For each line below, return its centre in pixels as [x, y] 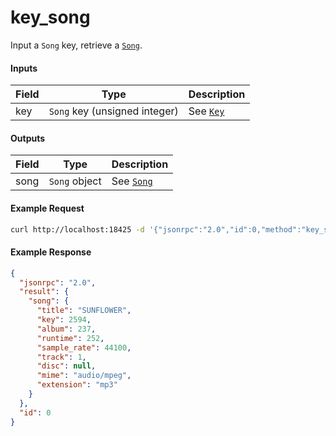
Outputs [28, 138]
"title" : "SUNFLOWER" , [84, 311]
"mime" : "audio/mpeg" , [84, 376]
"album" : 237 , [66, 329]
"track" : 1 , [61, 357]
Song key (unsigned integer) [113, 111]
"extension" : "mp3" [77, 385]
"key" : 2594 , [64, 320]
